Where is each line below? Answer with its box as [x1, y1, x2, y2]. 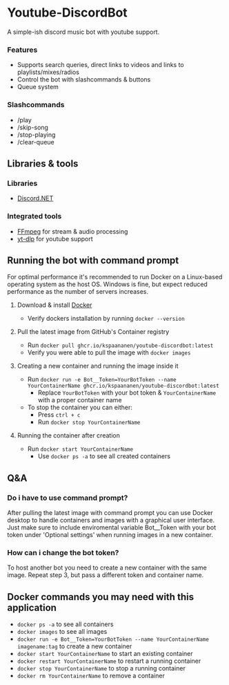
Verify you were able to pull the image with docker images [27, 348, 191, 357]
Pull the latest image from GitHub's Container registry [17, 328, 170, 336]
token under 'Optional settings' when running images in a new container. [7, 531, 214, 539]
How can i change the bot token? [7, 547, 119, 557]
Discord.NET [17, 194, 54, 203]
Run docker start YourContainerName [27, 444, 133, 453]
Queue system [17, 83, 59, 91]
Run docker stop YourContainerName [37, 418, 141, 426]
